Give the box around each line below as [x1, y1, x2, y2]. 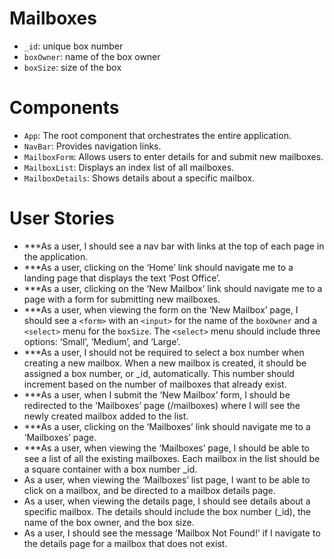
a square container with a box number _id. [23, 463, 198, 475]
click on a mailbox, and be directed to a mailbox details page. [23, 484, 276, 496]
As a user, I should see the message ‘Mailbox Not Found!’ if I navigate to [23, 527, 321, 539]
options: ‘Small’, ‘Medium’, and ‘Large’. [23, 335, 181, 347]
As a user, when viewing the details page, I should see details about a [23, 495, 311, 507]
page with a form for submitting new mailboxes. [23, 293, 221, 305]
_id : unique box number [23, 40, 124, 52]
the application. [23, 250, 89, 262]
